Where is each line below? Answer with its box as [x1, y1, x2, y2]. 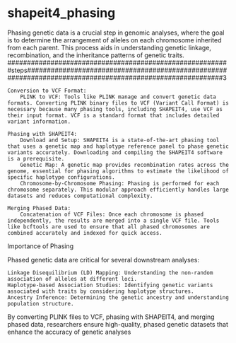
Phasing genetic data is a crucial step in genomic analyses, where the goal [7, 28, 225, 37]
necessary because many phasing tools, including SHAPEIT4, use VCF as [7, 105, 223, 112]
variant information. [7, 118, 71, 125]
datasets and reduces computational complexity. [7, 192, 153, 199]
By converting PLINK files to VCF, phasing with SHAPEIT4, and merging [7, 313, 215, 321]
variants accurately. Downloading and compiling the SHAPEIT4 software [7, 149, 223, 156]
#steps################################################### [7, 66, 228, 74]
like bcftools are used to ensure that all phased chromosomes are [7, 223, 211, 231]
